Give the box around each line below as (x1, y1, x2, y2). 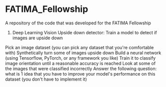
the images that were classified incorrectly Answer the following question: (5, 66, 157, 72)
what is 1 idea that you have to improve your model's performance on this (5, 71, 156, 77)
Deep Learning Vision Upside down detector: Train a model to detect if (12, 29, 158, 35)
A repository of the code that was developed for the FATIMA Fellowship (5, 20, 152, 26)
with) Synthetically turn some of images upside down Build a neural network (5, 50, 162, 56)
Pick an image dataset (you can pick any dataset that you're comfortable (5, 44, 154, 50)
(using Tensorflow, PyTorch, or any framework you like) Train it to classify (5, 55, 156, 61)
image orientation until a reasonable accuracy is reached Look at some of (5, 60, 156, 66)
